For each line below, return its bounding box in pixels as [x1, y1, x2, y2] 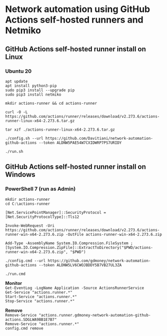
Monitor [5, 280, 22, 286]
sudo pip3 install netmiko [5, 92, 61, 97]
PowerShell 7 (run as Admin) [5, 185, 76, 192]
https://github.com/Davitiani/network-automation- [45, 136, 153, 141]
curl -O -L [5, 109, 28, 115]
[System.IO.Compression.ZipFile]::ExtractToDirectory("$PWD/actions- [5, 245, 153, 250]
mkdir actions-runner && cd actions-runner [5, 101, 97, 106]
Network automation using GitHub [5, 4, 150, 15]
